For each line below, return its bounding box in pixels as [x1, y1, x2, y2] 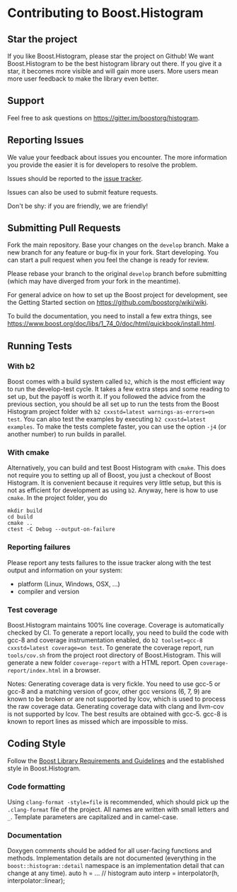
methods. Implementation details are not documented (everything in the [7, 854, 216, 862]
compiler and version [17, 587, 80, 596]
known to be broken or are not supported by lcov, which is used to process [7, 695, 226, 703]
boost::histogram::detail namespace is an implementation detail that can [7, 862, 225, 870]
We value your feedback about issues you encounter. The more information [7, 153, 228, 161]
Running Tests [7, 340, 72, 352]
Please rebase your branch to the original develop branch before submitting [7, 270, 227, 278]
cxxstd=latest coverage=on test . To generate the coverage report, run [7, 644, 214, 652]
